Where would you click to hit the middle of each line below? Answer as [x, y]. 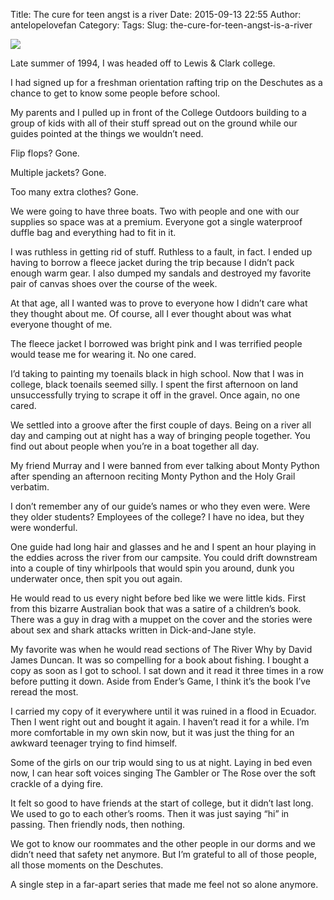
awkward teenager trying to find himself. [94, 743]
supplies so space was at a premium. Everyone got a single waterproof [156, 222]
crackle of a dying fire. [57, 783]
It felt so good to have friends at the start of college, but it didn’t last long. [162, 803]
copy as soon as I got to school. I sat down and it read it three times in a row [167, 670]
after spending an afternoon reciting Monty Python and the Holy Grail [153, 476]
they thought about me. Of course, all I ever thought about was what [151, 313]
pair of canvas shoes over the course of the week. [114, 283]
